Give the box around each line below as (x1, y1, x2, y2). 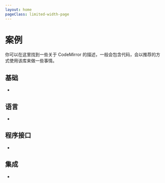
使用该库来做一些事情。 (9, 58, 57, 64)
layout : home (5, 7, 32, 12)
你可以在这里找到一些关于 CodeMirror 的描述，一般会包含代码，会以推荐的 (5, 52, 156, 58)
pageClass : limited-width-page (5, 12, 69, 17)
